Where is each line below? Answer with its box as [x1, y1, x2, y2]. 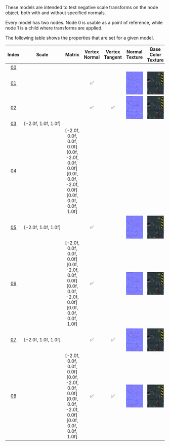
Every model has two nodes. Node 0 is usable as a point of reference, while [5, 20, 163, 25]
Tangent [104, 54, 122, 60]
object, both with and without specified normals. [5, 10, 106, 16]
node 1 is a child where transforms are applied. [5, 25, 103, 31]
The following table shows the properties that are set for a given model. [5, 35, 154, 41]
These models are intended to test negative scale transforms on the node [5, 5, 158, 10]
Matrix [65, 51, 79, 57]
